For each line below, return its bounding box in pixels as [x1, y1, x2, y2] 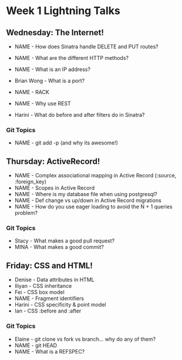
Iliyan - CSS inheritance [14, 282, 72, 290]
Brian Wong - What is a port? [14, 78, 85, 84]
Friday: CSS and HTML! [6, 260, 93, 271]
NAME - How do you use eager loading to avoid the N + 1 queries [14, 203, 173, 210]
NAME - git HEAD [14, 342, 58, 349]
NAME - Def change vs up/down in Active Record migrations [14, 197, 161, 204]
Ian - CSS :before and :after [14, 307, 82, 315]
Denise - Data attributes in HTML [14, 276, 95, 283]
